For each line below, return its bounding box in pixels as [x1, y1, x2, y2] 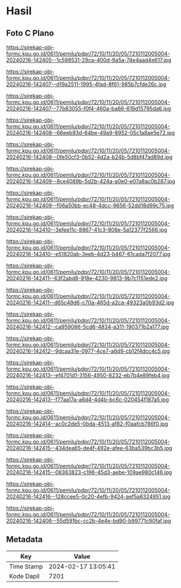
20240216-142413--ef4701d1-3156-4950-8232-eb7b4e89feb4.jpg [6, 372, 170, 378]
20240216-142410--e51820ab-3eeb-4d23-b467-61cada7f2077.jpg [6, 251, 171, 257]
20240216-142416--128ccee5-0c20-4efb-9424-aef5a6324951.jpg [6, 493, 171, 500]
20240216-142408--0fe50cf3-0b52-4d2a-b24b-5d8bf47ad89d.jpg [6, 153, 173, 161]
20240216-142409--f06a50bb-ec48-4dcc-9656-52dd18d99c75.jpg [6, 202, 174, 209]
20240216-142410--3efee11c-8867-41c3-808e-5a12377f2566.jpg [6, 226, 168, 233]
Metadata [6, 534, 43, 544]
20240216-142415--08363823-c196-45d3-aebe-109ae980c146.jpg [6, 469, 173, 476]
